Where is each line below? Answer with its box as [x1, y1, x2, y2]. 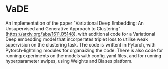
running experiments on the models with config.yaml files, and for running [5, 52, 162, 59]
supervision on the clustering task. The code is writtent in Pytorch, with [5, 41, 156, 48]
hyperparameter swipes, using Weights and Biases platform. [5, 58, 133, 64]
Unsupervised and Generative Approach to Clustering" [5, 25, 121, 31]
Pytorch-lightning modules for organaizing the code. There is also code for [5, 47, 163, 53]
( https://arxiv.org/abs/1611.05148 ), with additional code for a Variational [5, 31, 155, 37]
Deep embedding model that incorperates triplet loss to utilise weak [5, 36, 149, 42]
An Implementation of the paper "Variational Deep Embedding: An [5, 20, 144, 26]
